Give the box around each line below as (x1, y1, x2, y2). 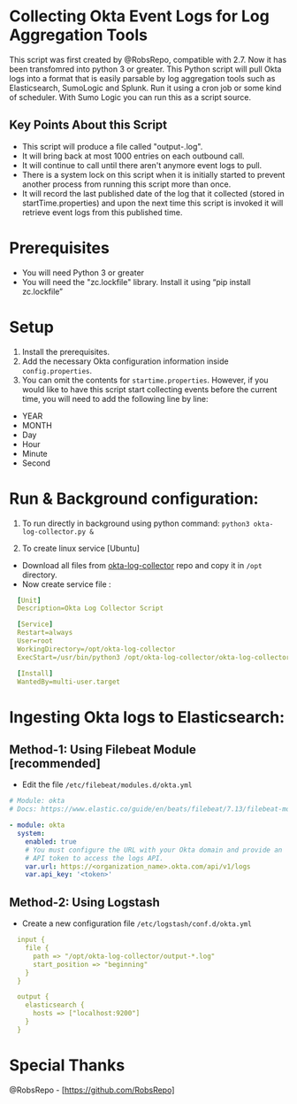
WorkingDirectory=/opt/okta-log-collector (17, 645, 176, 653)
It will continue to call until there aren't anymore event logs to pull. (21, 159, 263, 170)
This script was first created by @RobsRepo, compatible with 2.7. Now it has (9, 54, 287, 65)
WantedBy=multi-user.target (17, 677, 121, 686)
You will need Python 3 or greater (21, 267, 144, 278)
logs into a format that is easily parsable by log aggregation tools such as (9, 73, 276, 83)
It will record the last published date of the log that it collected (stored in (21, 188, 285, 198)
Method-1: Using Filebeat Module (9, 742, 196, 758)
